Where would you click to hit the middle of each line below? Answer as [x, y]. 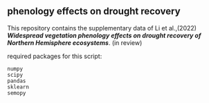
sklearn [18, 87]
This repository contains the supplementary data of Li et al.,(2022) [102, 28]
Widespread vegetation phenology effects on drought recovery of [104, 35]
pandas [17, 81]
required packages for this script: [55, 56]
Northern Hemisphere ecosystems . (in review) [75, 43]
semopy [17, 93]
